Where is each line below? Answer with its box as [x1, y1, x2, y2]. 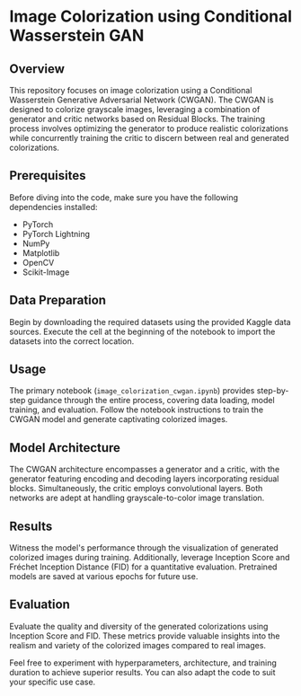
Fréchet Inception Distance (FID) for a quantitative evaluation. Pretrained [9, 561, 278, 572]
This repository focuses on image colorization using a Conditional [9, 85, 252, 95]
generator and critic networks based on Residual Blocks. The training [9, 114, 266, 124]
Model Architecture [9, 440, 121, 455]
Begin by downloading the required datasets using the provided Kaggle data [9, 316, 291, 327]
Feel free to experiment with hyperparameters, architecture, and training [9, 657, 277, 668]
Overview [9, 61, 66, 76]
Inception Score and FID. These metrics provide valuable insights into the [9, 630, 280, 641]
